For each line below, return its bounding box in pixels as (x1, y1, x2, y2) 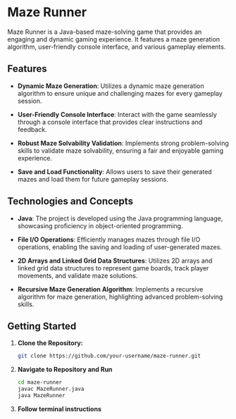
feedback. (17, 125, 47, 134)
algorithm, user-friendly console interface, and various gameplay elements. (7, 42, 226, 51)
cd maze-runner (17, 379, 63, 386)
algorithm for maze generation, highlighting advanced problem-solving (17, 292, 223, 301)
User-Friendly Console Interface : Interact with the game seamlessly (17, 110, 217, 118)
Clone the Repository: (17, 339, 83, 347)
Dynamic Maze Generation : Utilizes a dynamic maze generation (17, 82, 204, 90)
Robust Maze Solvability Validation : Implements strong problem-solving (17, 139, 229, 147)
